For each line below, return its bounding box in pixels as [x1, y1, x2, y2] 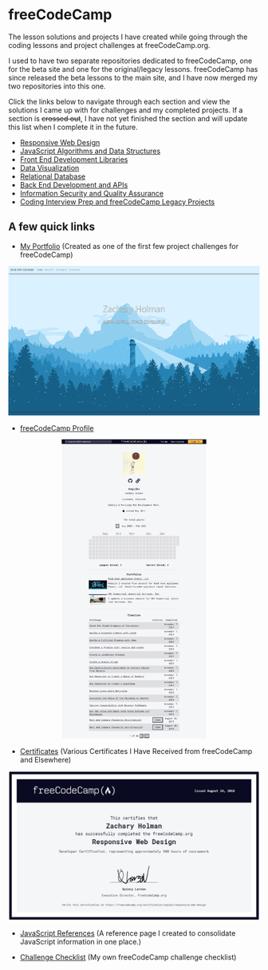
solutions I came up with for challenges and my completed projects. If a [8, 105, 243, 115]
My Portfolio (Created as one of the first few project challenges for [19, 241, 239, 250]
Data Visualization [19, 163, 80, 172]
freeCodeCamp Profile [19, 423, 94, 432]
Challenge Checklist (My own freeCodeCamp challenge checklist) [19, 952, 237, 962]
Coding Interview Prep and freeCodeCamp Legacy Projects [19, 197, 215, 207]
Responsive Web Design [19, 137, 100, 147]
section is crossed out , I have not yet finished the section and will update [8, 113, 248, 123]
